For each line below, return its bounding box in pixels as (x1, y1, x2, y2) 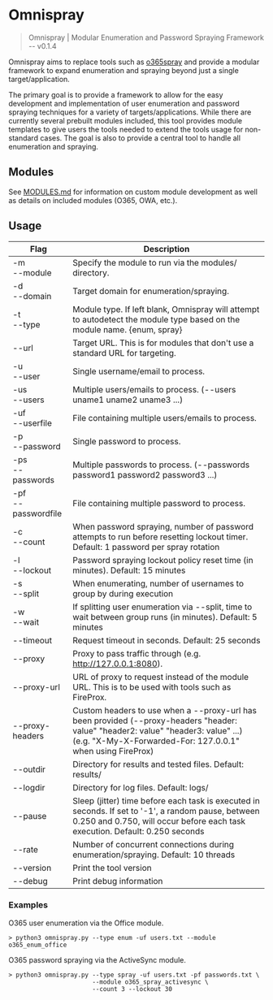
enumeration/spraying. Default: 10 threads (72, 849, 236, 860)
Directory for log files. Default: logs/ (72, 781, 209, 793)
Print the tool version (72, 862, 152, 873)
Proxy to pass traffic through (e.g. (72, 647, 201, 659)
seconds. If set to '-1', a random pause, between (72, 805, 260, 816)
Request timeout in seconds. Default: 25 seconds (72, 634, 261, 646)
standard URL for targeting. (72, 347, 176, 358)
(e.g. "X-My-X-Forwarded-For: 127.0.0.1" (72, 735, 240, 747)
